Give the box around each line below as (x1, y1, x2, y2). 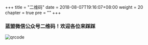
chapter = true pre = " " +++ (5, 10, 61, 16)
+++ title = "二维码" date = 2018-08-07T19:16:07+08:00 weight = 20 (5, 4, 144, 10)
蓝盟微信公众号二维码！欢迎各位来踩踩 (5, 22, 96, 29)
